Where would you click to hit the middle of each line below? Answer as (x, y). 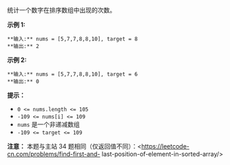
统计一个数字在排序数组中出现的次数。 (61, 10)
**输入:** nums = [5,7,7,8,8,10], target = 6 (72, 74)
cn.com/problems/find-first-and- (54, 154)
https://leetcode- (165, 146)
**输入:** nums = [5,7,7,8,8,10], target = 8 (72, 39)
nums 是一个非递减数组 (49, 124)
